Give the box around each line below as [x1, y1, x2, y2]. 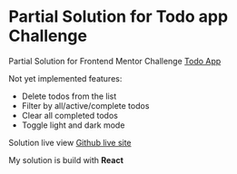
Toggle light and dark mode [21, 120, 125, 130]
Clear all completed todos [21, 110, 119, 121]
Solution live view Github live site [8, 137, 133, 148]
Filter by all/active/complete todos [21, 100, 150, 111]
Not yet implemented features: [8, 72, 123, 83]
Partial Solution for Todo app [8, 6, 229, 27]
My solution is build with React [8, 154, 124, 165]
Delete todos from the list [21, 91, 117, 101]
